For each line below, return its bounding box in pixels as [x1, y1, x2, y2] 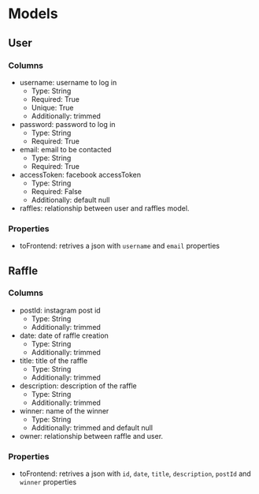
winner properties [19, 477, 77, 487]
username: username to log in [19, 77, 117, 87]
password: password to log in [19, 119, 116, 129]
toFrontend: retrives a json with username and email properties [19, 241, 220, 251]
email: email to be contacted [19, 144, 112, 154]
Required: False [31, 186, 83, 196]
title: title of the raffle [19, 356, 88, 365]
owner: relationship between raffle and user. [19, 431, 164, 440]
